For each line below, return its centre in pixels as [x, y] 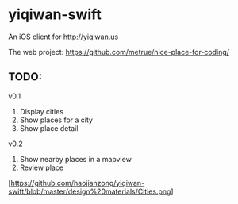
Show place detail [49, 128]
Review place [42, 167]
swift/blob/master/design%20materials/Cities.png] [91, 191]
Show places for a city [56, 120]
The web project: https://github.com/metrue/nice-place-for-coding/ [119, 52]
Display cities [42, 111]
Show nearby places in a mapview [76, 159]
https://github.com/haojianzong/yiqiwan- [78, 183]
